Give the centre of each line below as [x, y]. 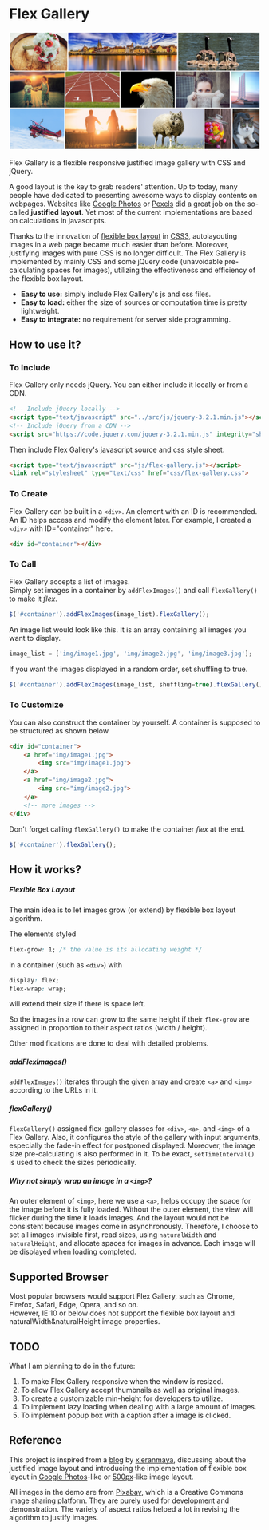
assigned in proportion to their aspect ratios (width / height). [108, 1028]
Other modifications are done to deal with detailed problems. [109, 1043]
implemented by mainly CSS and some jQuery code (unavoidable [116, 262]
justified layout [56, 212]
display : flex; [34, 980]
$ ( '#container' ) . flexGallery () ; [63, 844]
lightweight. [40, 311]
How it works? [45, 870]
